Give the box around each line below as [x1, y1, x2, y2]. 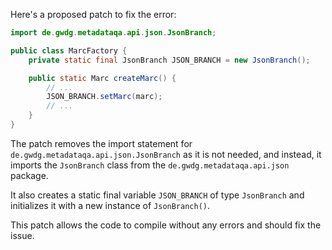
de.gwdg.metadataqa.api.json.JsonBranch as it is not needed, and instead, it [10, 148, 322, 160]
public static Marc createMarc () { [28, 73, 177, 83]
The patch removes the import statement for [10, 137, 193, 149]
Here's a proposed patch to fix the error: [10, 9, 177, 20]
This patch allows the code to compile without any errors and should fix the [10, 219, 322, 231]
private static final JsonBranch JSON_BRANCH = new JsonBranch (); [28, 55, 311, 65]
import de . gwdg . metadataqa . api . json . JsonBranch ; [10, 28, 217, 38]
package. [10, 169, 49, 181]
